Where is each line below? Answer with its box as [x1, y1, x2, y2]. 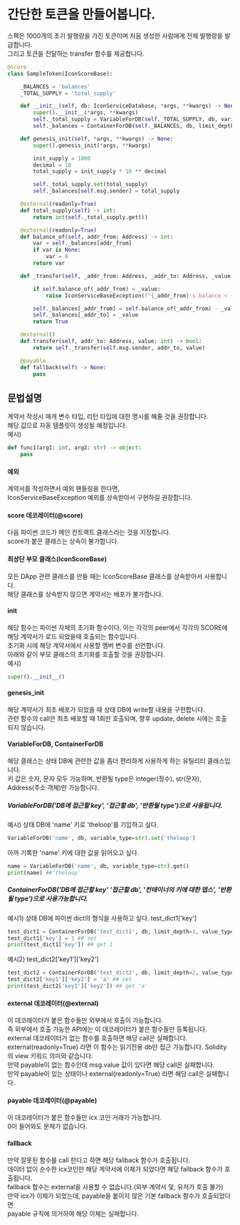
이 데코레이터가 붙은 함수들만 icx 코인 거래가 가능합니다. [7, 1113, 162, 1122]
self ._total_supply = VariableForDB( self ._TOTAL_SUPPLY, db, [33, 116, 219, 123]
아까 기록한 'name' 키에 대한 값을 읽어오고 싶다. [7, 848, 140, 856]
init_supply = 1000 [33, 155, 91, 162]
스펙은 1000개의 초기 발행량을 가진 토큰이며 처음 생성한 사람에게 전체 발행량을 [7, 31, 223, 40]
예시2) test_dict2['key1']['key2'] [7, 955, 100, 963]
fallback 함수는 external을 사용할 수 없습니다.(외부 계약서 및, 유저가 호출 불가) [7, 1182, 224, 1191]
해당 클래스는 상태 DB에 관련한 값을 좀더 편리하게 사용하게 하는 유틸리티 [7, 757, 207, 765]
